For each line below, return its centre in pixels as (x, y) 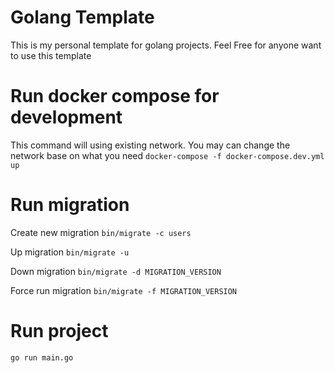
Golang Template (82, 17)
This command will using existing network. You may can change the (150, 145)
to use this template (51, 55)
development (66, 117)
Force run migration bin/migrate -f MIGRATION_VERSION (124, 290)
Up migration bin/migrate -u (70, 252)
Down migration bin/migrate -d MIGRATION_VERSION (116, 271)
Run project (59, 331)
